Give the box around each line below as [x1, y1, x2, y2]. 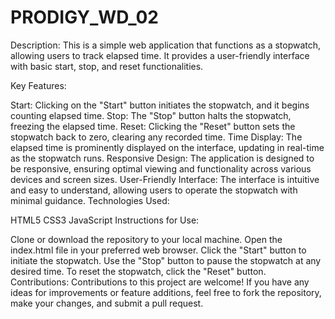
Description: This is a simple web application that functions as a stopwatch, [10, 39, 322, 51]
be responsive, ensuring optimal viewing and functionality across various [10, 162, 312, 175]
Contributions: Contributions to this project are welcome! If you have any [10, 276, 310, 288]
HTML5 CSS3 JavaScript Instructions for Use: [10, 214, 200, 226]
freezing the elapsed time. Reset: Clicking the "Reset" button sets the [10, 120, 296, 132]
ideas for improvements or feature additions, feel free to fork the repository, [10, 286, 322, 298]
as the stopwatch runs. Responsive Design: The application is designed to [10, 152, 315, 164]
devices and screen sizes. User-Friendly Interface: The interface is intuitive [10, 173, 320, 185]
